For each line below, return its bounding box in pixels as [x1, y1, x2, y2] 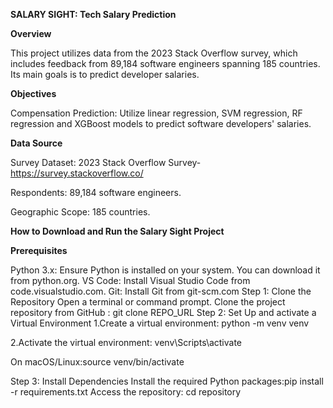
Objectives [10, 88, 57, 99]
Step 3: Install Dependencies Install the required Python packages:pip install [10, 375, 324, 387]
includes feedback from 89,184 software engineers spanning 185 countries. [10, 58, 321, 69]
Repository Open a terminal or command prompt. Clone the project [10, 296, 286, 308]
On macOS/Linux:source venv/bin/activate [10, 356, 185, 368]
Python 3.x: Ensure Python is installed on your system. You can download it [10, 264, 321, 276]
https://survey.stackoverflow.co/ [10, 167, 144, 179]
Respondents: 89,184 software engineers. [10, 187, 182, 198]
